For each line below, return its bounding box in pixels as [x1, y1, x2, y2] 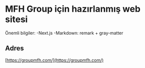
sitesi [5, 14, 28, 25]
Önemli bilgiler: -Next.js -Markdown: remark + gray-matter [5, 30, 124, 36]
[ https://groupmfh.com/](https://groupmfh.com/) [5, 57, 104, 63]
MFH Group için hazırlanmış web [5, 3, 141, 15]
